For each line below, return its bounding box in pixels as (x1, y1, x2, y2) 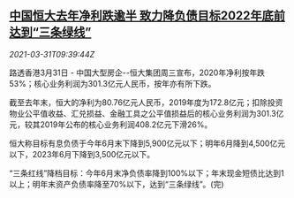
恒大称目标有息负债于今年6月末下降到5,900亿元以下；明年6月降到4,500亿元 (9, 138, 285, 148)
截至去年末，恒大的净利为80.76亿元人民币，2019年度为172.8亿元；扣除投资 (9, 96, 283, 108)
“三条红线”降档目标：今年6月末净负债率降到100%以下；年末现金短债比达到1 (9, 167, 284, 179)
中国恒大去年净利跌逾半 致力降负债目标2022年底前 (9, 8, 285, 24)
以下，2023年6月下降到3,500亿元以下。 (9, 148, 155, 159)
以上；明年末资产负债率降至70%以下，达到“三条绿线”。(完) (9, 179, 224, 189)
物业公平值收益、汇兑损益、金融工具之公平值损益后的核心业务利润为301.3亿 (9, 108, 284, 118)
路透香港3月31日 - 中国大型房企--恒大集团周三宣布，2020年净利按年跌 (9, 67, 265, 78)
